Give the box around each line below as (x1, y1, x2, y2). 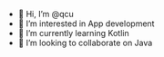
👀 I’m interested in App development (17, 18, 155, 29)
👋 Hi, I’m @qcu (17, 9, 75, 19)
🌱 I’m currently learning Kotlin (17, 28, 129, 38)
